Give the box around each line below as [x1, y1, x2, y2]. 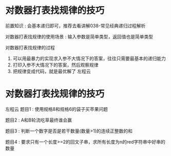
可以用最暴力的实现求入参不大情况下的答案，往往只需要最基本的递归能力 [12, 55, 166, 62]
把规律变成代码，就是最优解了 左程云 [12, 68, 91, 74]
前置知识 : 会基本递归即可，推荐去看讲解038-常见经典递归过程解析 [5, 23, 146, 29]
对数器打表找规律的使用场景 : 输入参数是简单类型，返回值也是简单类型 [5, 33, 153, 40]
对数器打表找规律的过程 [5, 44, 55, 50]
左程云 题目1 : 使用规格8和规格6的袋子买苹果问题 [5, 106, 108, 112]
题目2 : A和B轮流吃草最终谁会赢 [5, 116, 72, 123]
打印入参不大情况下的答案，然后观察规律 [12, 62, 99, 68]
